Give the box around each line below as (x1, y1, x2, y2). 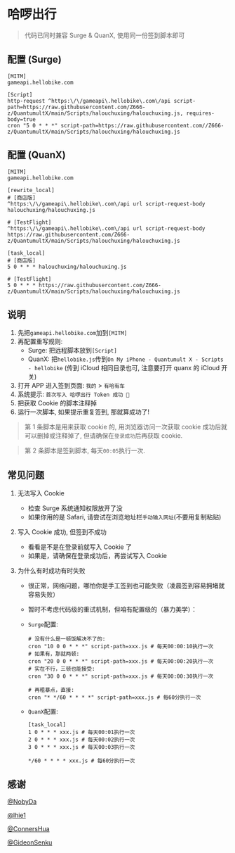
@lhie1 (7, 811, 26, 819)
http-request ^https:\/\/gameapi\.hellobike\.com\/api (7, 97, 171, 104)
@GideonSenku (7, 838, 53, 847)
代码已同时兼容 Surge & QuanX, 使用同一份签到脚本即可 (24, 31, 185, 39)
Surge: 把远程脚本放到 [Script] (27, 346, 117, 355)
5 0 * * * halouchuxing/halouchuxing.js (7, 263, 128, 270)
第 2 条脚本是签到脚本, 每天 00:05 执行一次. (24, 446, 146, 455)
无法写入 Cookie (17, 489, 65, 498)
